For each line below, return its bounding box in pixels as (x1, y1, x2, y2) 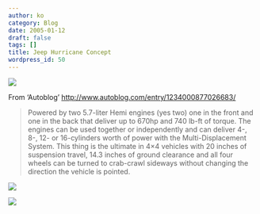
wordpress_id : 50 (8, 56, 66, 64)
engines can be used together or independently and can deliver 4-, (27, 124, 247, 134)
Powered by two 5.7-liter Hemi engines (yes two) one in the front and (27, 108, 254, 117)
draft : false (8, 33, 52, 42)
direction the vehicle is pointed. (27, 166, 131, 176)
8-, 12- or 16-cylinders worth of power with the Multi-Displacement (27, 132, 247, 143)
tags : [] (8, 41, 37, 49)
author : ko (8, 11, 44, 20)
